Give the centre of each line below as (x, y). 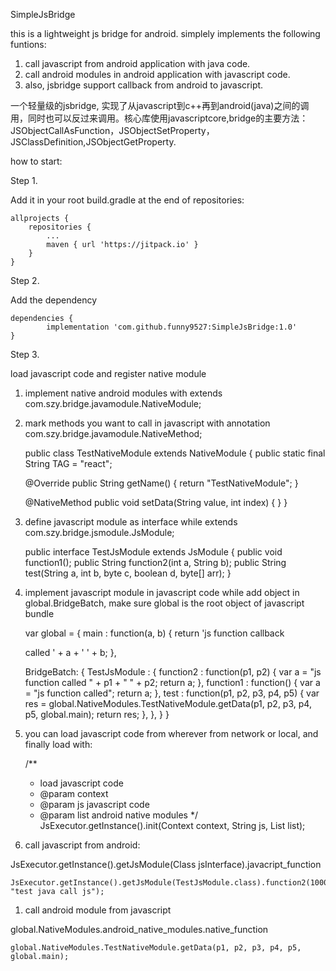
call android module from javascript (98, 910)
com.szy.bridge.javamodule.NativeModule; (113, 403)
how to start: (36, 161)
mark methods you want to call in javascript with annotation (147, 423)
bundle (39, 613)
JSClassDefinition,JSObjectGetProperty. (93, 142)
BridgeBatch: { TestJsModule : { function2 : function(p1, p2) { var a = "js (173, 672)
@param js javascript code (94, 804)
